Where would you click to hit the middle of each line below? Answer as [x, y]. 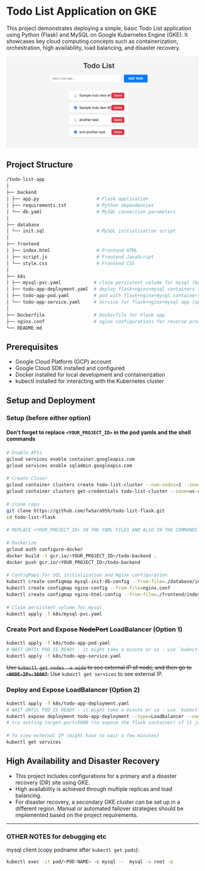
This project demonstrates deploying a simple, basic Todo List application [99, 28]
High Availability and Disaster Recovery [83, 761]
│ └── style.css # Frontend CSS [71, 263]
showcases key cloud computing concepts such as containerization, [92, 41]
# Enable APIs [24, 453]
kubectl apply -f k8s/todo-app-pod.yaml [59, 643]
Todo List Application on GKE [81, 11]
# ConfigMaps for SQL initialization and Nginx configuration [87, 575]
